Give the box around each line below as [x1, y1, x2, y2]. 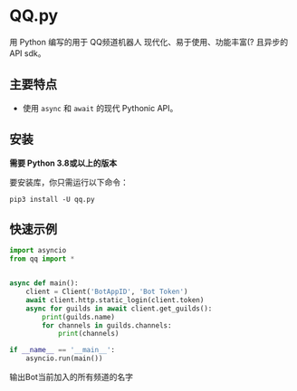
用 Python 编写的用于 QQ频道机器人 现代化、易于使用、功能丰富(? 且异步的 [9, 36, 288, 47]
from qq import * [9, 254, 75, 263]
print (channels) [57, 329, 120, 339]
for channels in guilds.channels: [42, 320, 172, 330]
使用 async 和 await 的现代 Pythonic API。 [22, 102, 178, 113]
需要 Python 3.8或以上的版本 [9, 157, 118, 168]
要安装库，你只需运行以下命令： [9, 176, 129, 187]
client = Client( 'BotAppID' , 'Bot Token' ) [25, 287, 188, 296]
